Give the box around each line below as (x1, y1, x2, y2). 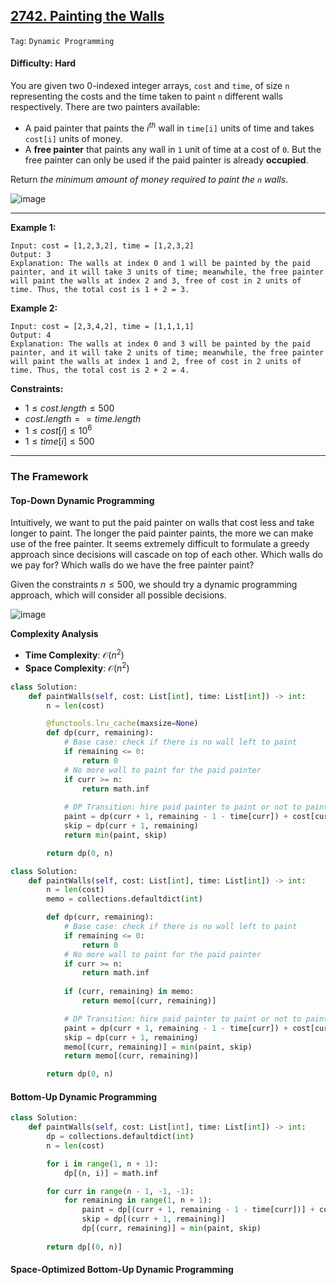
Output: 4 (10, 330, 52, 340)
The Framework (10, 470, 89, 484)
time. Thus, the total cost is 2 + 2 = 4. (10, 365, 190, 375)
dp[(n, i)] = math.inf (63, 1168, 159, 1178)
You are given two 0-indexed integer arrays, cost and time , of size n (10, 80, 290, 92)
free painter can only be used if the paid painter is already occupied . (24, 154, 309, 166)
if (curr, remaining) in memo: (63, 987, 195, 997)
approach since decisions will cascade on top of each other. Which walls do (10, 549, 324, 561)
